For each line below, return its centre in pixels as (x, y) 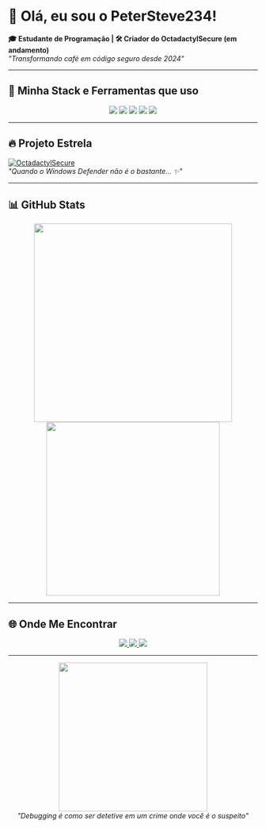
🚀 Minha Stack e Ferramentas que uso (104, 91)
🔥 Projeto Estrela (50, 143)
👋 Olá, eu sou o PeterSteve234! (113, 16)
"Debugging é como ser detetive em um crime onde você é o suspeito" (133, 816)
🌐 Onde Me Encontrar (63, 624)
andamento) (29, 50)
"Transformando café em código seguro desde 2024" (96, 58)
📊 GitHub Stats (47, 204)
